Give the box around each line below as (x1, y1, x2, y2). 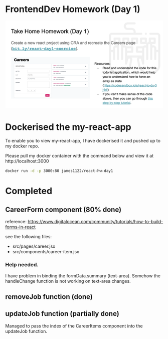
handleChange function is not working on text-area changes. (5, 278, 131, 284)
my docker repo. (5, 143, 39, 149)
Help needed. (5, 261, 39, 268)
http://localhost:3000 (5, 158, 49, 164)
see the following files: (5, 234, 52, 240)
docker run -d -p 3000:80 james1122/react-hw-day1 (5, 168, 113, 174)
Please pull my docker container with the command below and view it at (5, 153, 154, 159)
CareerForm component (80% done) (5, 205, 122, 214)
